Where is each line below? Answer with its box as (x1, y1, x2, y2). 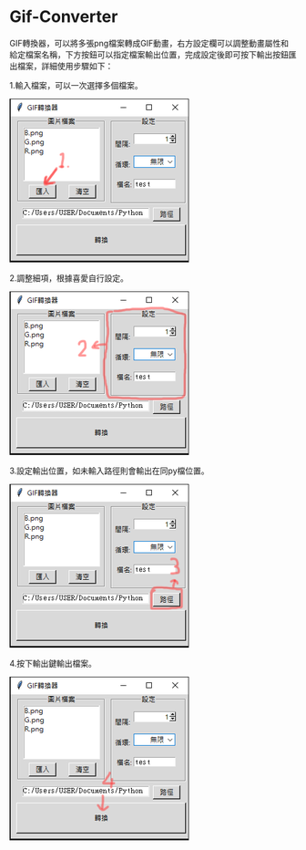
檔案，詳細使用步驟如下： (16, 60, 114, 71)
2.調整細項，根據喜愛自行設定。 (9, 272, 129, 284)
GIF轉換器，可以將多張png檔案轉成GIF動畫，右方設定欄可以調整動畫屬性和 (9, 37, 290, 48)
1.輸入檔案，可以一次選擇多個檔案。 (9, 79, 143, 90)
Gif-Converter (9, 6, 118, 27)
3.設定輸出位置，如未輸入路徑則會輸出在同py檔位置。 (9, 465, 209, 476)
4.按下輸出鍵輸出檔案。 (9, 658, 97, 669)
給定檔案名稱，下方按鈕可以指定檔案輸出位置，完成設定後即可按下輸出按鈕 (9, 48, 289, 60)
